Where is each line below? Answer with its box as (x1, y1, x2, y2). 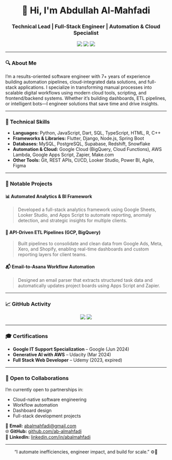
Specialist (73, 29, 99, 36)
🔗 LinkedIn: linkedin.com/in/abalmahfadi (5, 434, 91, 440)
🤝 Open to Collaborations (5, 375, 69, 382)
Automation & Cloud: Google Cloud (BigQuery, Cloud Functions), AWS (12, 146, 162, 152)
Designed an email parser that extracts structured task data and (17, 277, 153, 283)
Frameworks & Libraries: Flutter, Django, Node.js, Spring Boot (12, 136, 144, 142)
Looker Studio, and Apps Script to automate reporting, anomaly (17, 212, 152, 218)
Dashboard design (12, 407, 52, 413)
